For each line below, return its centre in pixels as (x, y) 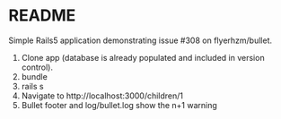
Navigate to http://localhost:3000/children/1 (102, 96)
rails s (32, 86)
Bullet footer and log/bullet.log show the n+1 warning (119, 105)
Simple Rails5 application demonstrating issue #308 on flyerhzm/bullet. (140, 40)
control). (37, 67)
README (42, 16)
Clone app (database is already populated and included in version (143, 57)
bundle (35, 76)
